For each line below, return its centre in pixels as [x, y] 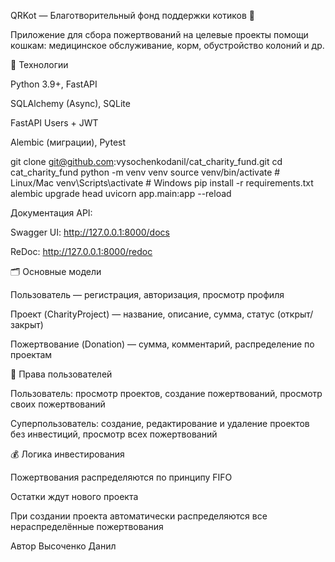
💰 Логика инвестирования [67, 454]
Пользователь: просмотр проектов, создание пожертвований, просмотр [166, 393]
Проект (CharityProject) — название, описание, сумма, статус [142, 314]
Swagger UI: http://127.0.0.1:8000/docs [90, 232]
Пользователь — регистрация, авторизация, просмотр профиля [147, 294]
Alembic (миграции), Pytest [68, 142]
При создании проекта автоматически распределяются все [139, 516]
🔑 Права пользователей [61, 374]
